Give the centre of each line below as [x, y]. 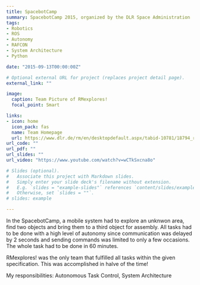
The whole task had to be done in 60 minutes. [62, 246]
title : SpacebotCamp [32, 12]
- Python [17, 56]
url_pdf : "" [21, 149]
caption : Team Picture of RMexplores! [60, 100]
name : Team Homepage [37, 132]
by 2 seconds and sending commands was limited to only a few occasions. [98, 240]
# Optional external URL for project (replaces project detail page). [96, 78]
